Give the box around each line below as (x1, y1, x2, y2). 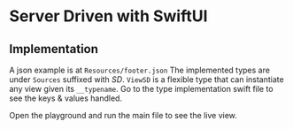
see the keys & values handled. (9, 93, 122, 103)
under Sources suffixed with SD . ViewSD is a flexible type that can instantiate (9, 74, 285, 85)
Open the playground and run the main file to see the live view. (9, 110, 237, 120)
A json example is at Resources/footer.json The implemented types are (9, 64, 270, 75)
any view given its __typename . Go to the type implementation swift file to (9, 84, 274, 94)
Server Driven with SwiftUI (9, 6, 208, 27)
